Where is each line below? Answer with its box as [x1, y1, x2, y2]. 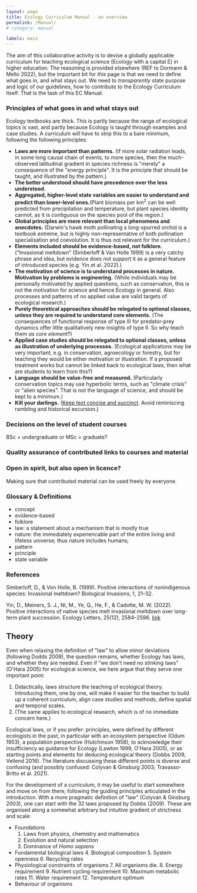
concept [14, 505, 35, 513]
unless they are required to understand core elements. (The [14, 312, 163, 319]
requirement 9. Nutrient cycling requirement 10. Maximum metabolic [14, 868, 179, 875]
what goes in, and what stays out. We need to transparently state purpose [6, 77, 186, 84]
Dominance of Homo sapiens [23, 843, 94, 849]
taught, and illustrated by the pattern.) [14, 173, 107, 180]
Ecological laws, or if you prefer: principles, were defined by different [6, 726, 174, 733]
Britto [6, 770, 19, 777]
